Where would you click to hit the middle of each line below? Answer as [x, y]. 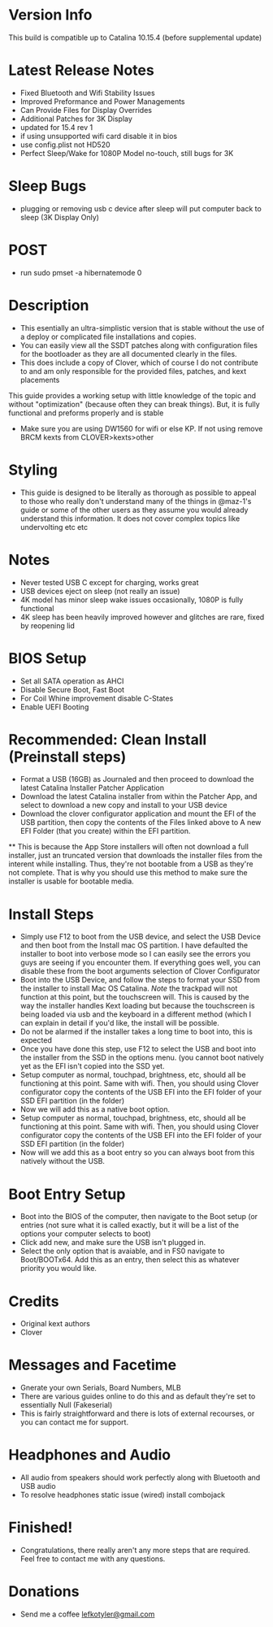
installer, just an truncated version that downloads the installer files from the [135, 856]
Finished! [41, 1527]
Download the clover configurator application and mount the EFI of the [138, 813]
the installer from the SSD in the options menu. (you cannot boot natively [142, 1057]
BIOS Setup [48, 658]
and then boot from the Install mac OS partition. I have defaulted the [134, 945]
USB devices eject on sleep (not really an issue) [100, 591]
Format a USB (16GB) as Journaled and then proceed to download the [137, 779]
